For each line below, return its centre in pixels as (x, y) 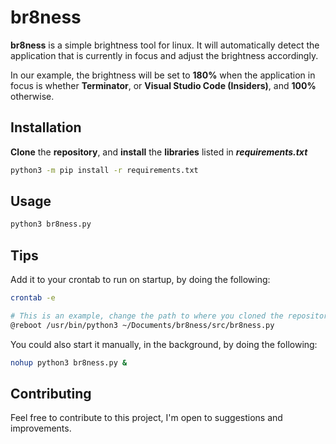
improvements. (41, 428)
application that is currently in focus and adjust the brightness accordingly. (164, 55)
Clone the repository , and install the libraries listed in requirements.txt (159, 152)
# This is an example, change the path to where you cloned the (147, 316)
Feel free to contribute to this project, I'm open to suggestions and (146, 418)
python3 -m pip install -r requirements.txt (104, 170)
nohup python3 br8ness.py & (69, 362)
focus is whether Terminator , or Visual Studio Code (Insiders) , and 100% (163, 85)
